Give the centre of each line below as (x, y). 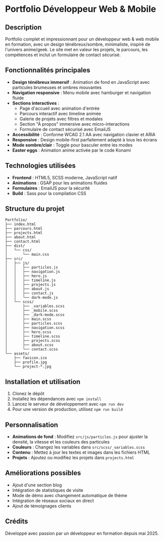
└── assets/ (17, 354)
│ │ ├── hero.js (26, 276)
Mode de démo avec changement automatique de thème (70, 495)
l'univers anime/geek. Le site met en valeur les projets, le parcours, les (77, 50)
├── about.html (21, 237)
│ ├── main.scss (28, 319)
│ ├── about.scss (29, 345)
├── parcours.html (24, 229)
